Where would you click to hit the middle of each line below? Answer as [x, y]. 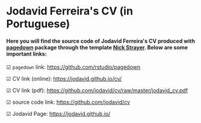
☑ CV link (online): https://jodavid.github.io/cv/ [64, 79]
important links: [26, 54]
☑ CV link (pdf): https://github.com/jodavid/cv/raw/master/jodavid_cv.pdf [97, 90]
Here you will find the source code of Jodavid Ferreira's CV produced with [101, 41]
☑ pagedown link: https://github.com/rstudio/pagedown [73, 67]
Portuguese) [38, 24]
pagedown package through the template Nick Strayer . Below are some [97, 47]
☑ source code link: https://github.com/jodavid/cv [68, 102]
